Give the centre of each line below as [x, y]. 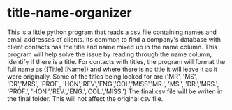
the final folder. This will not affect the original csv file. [85, 98]
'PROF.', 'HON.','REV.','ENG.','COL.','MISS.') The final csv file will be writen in [115, 91]
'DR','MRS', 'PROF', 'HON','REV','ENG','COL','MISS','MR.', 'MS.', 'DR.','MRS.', [113, 84]
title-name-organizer [70, 13]
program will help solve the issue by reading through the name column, [109, 54]
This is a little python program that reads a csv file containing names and [112, 32]
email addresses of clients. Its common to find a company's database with [114, 39]
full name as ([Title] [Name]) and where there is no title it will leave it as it [113, 69]
